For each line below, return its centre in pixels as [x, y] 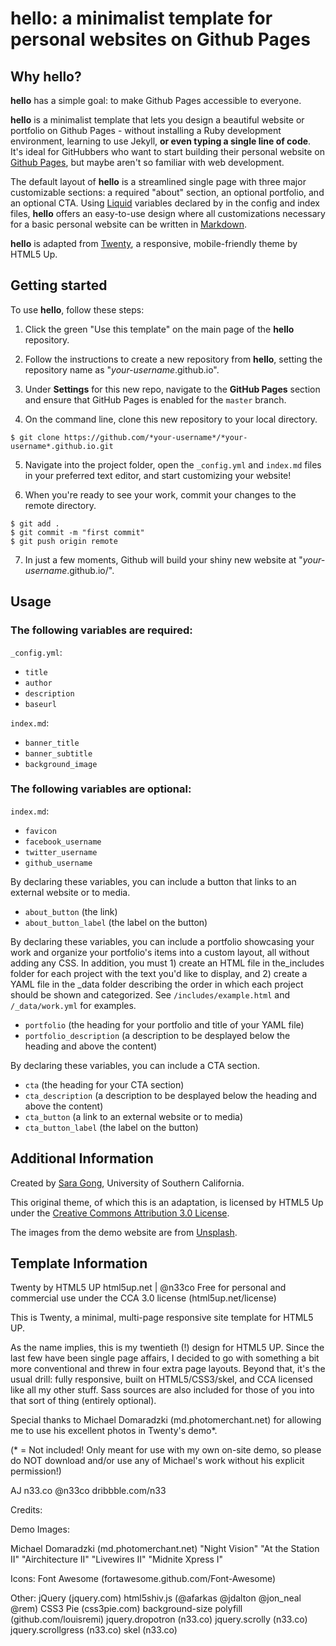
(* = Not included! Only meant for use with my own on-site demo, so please [166, 1450]
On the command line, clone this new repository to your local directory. [171, 419]
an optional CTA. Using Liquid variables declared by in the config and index [165, 203]
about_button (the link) [71, 911]
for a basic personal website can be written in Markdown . [128, 224]
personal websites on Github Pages [160, 39]
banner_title [52, 743]
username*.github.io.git [62, 446]
